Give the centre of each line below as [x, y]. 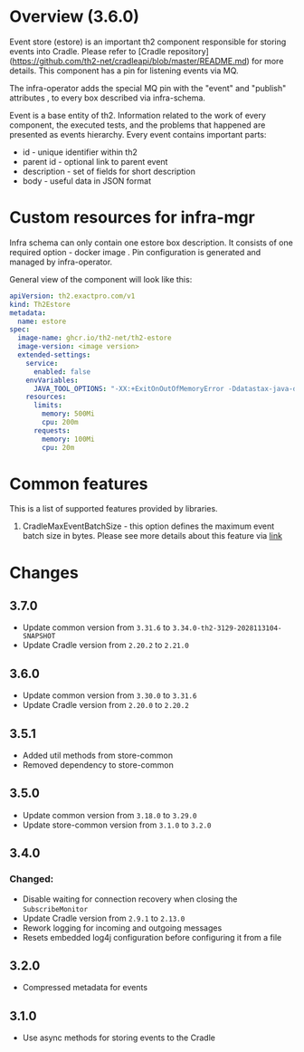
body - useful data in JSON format [87, 181]
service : [42, 363]
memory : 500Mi [68, 414]
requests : [52, 430]
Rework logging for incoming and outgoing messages [122, 928]
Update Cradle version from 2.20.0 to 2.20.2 [106, 705]
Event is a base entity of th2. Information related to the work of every [138, 115]
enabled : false [62, 372]
